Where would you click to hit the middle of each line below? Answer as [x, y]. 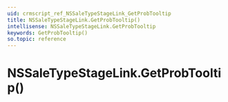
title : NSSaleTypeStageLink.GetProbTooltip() [74, 20]
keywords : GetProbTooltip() [48, 33]
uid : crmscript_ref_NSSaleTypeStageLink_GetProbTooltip [89, 13]
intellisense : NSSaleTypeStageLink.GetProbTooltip [82, 26]
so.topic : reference [37, 39]
